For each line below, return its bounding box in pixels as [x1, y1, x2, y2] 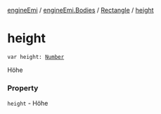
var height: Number [7, 53, 65, 60]
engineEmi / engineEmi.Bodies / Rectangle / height [7, 6, 154, 14]
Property [7, 83, 39, 93]
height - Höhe [7, 99, 49, 108]
